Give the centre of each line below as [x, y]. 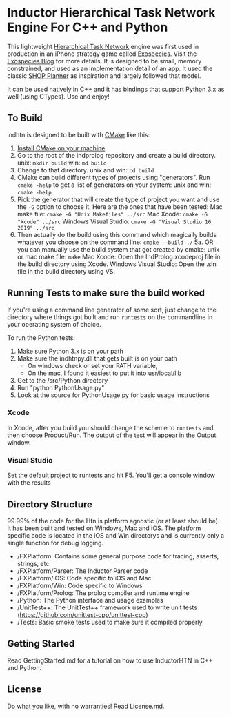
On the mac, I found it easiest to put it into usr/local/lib [104, 373]
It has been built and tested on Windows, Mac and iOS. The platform [104, 528]
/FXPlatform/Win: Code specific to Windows [80, 585]
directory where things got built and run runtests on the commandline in [110, 317]
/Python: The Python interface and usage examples [90, 600]
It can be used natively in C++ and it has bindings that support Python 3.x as [116, 89]
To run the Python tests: [41, 337]
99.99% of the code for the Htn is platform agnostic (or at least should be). [113, 521]
